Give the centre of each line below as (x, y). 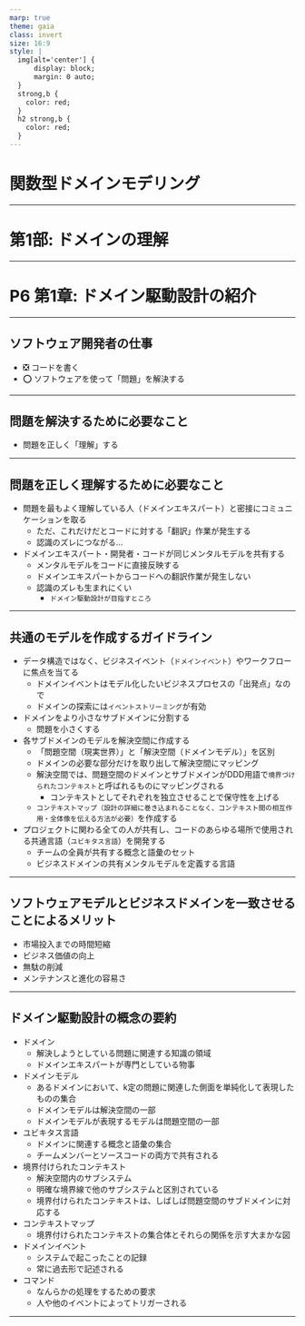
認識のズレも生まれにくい (84, 588)
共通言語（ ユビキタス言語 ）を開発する (98, 840)
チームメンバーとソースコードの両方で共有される (128, 1155)
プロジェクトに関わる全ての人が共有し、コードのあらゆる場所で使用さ (154, 829)
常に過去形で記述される (80, 1269)
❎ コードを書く (51, 367)
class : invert (36, 35)
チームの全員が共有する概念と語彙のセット (116, 852)
